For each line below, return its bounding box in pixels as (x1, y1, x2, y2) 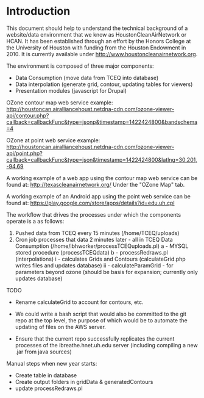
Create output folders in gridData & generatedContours (15, 378, 153, 385)
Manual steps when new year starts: (6, 360, 97, 367)
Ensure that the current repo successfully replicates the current (15, 335, 175, 342)
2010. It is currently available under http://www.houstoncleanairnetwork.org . (6, 50, 198, 57)
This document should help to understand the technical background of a (6, 24, 188, 32)
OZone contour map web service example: (6, 99, 113, 106)
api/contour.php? (6, 112, 49, 119)
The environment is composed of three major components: (6, 62, 154, 70)
